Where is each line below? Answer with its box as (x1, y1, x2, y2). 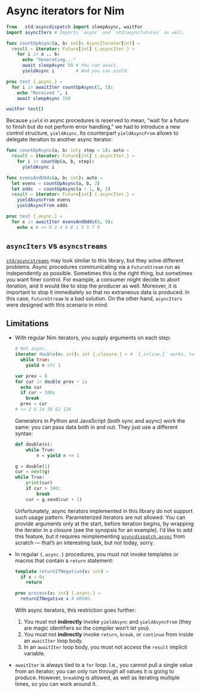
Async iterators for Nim (6, 4, 125, 18)
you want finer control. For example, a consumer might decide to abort (6, 276, 180, 283)
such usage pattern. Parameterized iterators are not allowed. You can (14, 513, 186, 521)
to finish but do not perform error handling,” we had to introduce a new (6, 123, 181, 131)
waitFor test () (6, 106, 44, 112)
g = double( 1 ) (14, 463, 50, 469)
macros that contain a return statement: (14, 556, 114, 564)
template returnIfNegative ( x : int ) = (14, 568, 109, 574)
